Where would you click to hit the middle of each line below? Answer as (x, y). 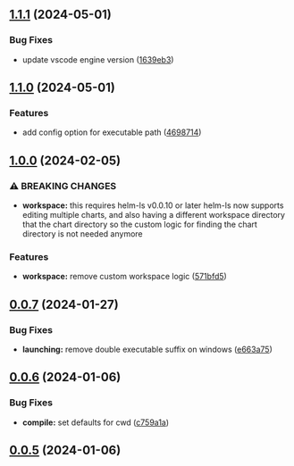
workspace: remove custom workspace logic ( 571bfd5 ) (125, 277)
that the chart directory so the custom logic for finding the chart (139, 225)
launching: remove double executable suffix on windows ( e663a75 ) (147, 349)
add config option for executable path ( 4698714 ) (112, 132)
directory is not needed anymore (82, 234)
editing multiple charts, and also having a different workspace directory (154, 215)
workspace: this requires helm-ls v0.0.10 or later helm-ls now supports (153, 205)
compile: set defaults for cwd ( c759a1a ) (96, 422)
